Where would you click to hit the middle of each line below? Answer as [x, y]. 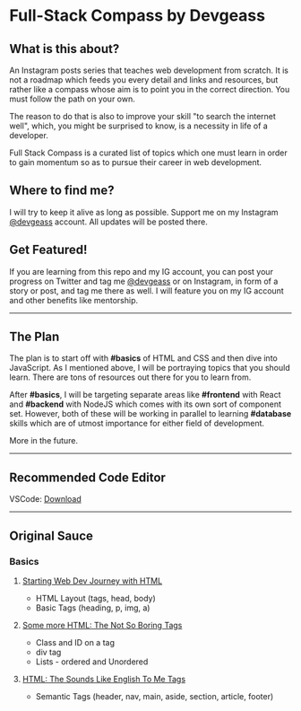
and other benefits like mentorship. [74, 300]
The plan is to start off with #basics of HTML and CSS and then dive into [143, 358]
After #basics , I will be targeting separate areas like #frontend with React [145, 395]
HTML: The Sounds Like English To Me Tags [104, 679]
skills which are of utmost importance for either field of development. [137, 424]
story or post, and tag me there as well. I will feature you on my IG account [146, 290]
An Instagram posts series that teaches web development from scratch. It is [149, 70]
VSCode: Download [46, 499]
